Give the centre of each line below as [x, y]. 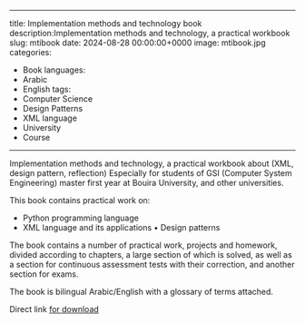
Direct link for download [54, 309]
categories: [30, 52]
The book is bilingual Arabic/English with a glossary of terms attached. [142, 292]
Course [36, 137]
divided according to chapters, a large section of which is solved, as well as [151, 254]
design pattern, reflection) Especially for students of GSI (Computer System [151, 173]
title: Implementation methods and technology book [106, 23]
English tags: [46, 89]
